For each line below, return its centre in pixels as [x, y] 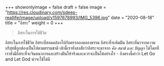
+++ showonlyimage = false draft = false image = [56, 7]
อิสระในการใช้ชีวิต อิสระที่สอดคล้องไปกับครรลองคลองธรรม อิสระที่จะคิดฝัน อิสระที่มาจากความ [80, 42]
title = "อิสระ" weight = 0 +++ [34, 23]
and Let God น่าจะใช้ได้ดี [28, 59]
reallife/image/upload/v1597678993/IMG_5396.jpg [57, 17]
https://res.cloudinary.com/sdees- [42, 12]
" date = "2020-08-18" [131, 17]
